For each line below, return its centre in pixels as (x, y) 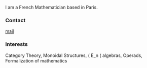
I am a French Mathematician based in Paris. (51, 7)
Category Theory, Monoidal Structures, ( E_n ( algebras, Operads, (74, 55)
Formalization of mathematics (36, 60)
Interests (16, 44)
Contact (15, 20)
